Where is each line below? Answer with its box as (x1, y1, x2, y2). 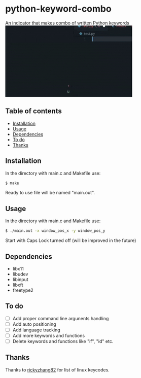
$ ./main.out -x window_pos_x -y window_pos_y (5, 228, 105, 233)
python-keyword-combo (5, 3, 112, 15)
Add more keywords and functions (12, 332, 85, 338)
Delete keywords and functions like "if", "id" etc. (12, 338, 114, 344)
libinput (12, 276, 29, 282)
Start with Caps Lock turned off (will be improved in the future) (5, 237, 136, 244)
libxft (12, 282, 24, 288)
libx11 (12, 265, 24, 271)
